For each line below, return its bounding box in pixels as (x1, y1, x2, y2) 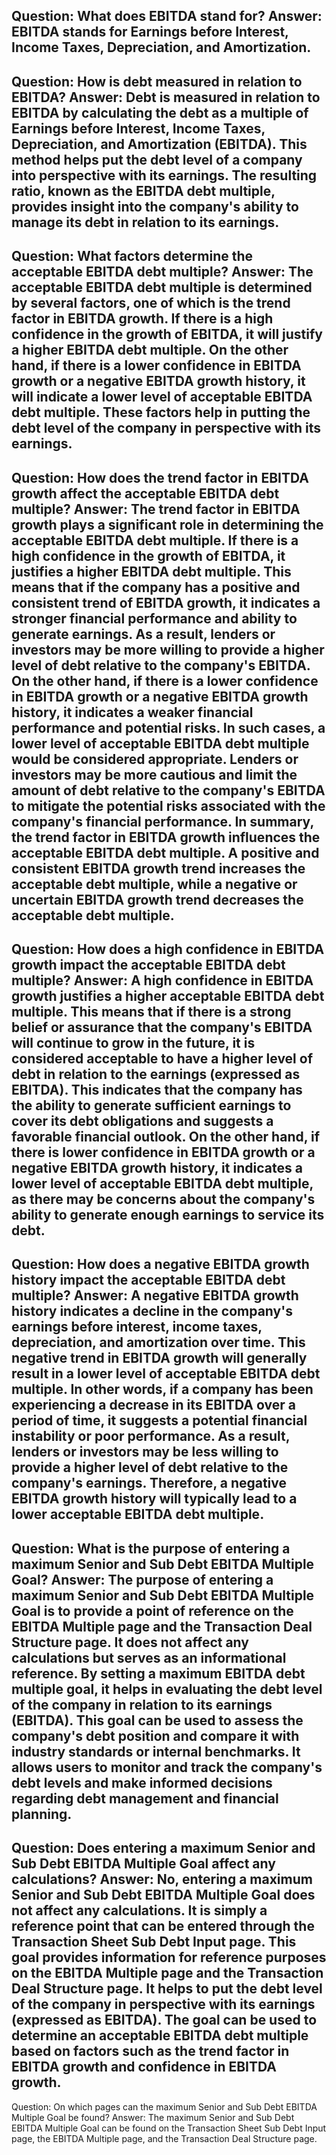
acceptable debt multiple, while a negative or (11, 875, 298, 893)
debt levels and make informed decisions (11, 1774, 273, 1791)
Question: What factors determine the (11, 248, 254, 265)
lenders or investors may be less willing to (11, 1444, 279, 1461)
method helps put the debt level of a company (11, 151, 303, 168)
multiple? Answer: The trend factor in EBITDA (11, 500, 301, 518)
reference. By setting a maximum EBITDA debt (11, 1665, 306, 1682)
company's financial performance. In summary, (11, 813, 314, 830)
